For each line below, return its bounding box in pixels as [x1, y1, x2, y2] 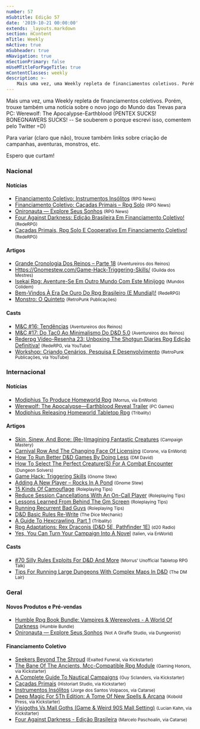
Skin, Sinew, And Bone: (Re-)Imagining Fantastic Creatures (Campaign [14, 435, 183, 443]
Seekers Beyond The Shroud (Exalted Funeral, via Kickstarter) [14, 656, 154, 663]
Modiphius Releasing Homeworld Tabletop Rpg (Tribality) [14, 409, 151, 416]
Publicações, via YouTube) [14, 354, 70, 360]
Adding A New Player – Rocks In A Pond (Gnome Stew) [14, 478, 144, 486]
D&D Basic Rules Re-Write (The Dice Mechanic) [14, 511, 123, 518]
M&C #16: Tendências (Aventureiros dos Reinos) [14, 323, 123, 330]
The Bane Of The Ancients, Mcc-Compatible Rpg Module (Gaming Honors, [14, 662, 192, 669]
